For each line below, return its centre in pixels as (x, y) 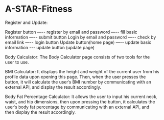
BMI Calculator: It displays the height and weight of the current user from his (82, 71)
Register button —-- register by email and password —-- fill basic (71, 32)
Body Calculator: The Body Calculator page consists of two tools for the (78, 57)
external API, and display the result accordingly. (53, 87)
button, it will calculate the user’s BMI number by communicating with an (78, 82)
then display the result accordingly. (40, 112)
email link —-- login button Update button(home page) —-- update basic (78, 42)
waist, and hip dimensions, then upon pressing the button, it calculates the (80, 101)
